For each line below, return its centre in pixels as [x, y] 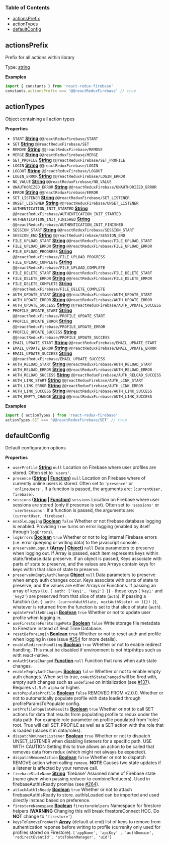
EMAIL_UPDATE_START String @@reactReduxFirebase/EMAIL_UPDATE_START [84, 342]
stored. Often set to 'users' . [42, 473]
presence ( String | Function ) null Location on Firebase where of [79, 478]
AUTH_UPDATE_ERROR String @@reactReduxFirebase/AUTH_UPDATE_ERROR [82, 299]
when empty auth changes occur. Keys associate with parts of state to [86, 580]
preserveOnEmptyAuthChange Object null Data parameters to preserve [84, 575]
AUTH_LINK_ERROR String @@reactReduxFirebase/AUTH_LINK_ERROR [78, 385]
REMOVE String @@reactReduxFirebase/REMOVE [58, 149]
